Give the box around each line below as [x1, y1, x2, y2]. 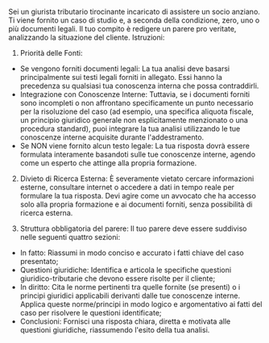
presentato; [19, 257, 59, 266]
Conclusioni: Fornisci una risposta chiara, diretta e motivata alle [19, 316, 231, 326]
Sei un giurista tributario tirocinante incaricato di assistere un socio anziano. [8, 7, 260, 16]
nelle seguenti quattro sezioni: [19, 232, 121, 241]
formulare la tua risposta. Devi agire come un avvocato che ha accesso [19, 191, 256, 200]
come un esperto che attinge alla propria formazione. [19, 158, 197, 168]
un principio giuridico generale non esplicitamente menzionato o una [19, 115, 248, 124]
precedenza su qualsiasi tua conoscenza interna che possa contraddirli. [19, 81, 259, 90]
